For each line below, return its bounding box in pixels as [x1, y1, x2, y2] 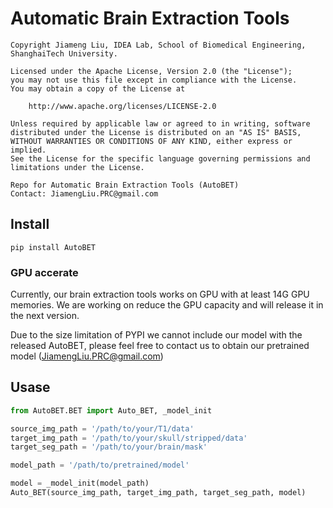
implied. [10, 145, 47, 155]
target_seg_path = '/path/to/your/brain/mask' [10, 442, 208, 452]
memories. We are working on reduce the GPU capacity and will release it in [10, 299, 324, 311]
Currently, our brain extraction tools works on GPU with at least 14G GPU [10, 288, 310, 301]
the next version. [10, 310, 80, 322]
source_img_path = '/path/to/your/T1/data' [10, 423, 195, 434]
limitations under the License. [10, 162, 145, 172]
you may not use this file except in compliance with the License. [10, 75, 298, 85]
